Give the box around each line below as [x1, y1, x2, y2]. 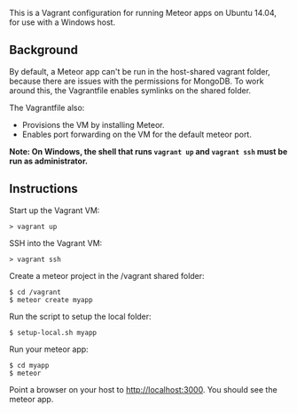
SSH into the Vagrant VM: [9, 237, 103, 248]
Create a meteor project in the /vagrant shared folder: [9, 270, 206, 281]
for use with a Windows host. [9, 17, 116, 28]
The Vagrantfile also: [9, 102, 85, 113]
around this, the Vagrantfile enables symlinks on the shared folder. [9, 84, 251, 96]
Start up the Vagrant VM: [9, 204, 100, 216]
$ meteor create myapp [9, 295, 93, 305]
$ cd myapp [9, 361, 50, 369]
